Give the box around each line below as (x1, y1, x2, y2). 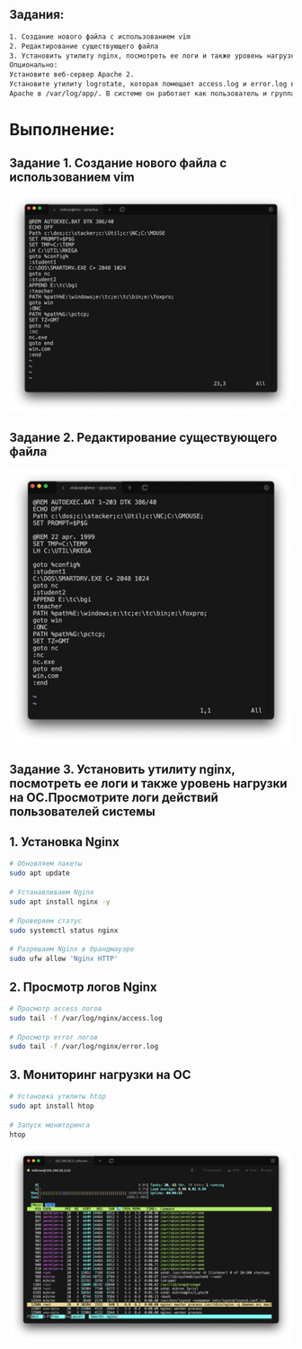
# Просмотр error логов (9, 1032, 99, 1042)
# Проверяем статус (9, 916, 83, 925)
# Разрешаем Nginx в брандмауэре (9, 945, 135, 954)
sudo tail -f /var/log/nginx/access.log (9, 1013, 164, 1022)
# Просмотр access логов (9, 1003, 102, 1013)
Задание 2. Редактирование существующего (9, 430, 278, 445)
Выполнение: (9, 120, 115, 140)
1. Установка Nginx (9, 834, 120, 850)
